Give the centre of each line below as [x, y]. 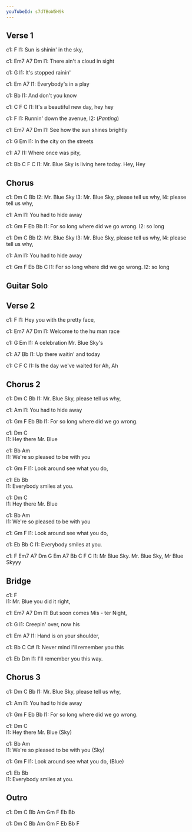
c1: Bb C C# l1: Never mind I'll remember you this [65, 648]
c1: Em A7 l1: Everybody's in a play [48, 84]
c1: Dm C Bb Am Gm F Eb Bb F [43, 823]
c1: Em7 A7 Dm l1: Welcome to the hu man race [63, 331]
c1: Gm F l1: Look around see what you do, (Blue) [65, 761]
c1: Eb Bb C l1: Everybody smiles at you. [54, 545]
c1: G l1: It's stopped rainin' [39, 73]
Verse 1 [20, 36]
